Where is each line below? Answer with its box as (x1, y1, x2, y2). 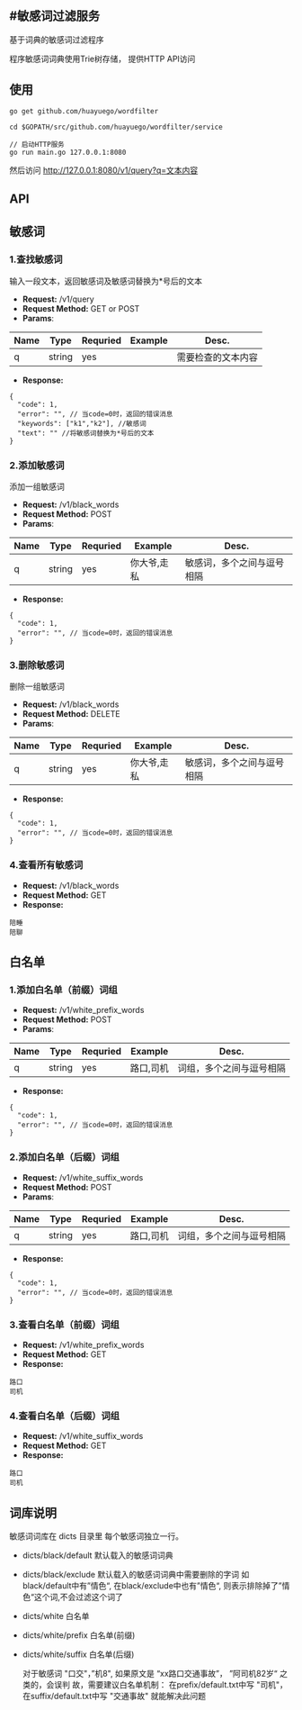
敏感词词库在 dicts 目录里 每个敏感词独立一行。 (9, 1530, 184, 1542)
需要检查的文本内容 (176, 350, 258, 363)
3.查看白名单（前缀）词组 (9, 1318, 120, 1331)
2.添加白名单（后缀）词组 (9, 1151, 120, 1163)
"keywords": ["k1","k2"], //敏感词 (17, 419, 147, 428)
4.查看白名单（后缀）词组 (9, 1409, 120, 1422)
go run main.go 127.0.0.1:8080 (9, 148, 127, 157)
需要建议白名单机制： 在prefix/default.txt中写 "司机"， (87, 1678, 288, 1690)
